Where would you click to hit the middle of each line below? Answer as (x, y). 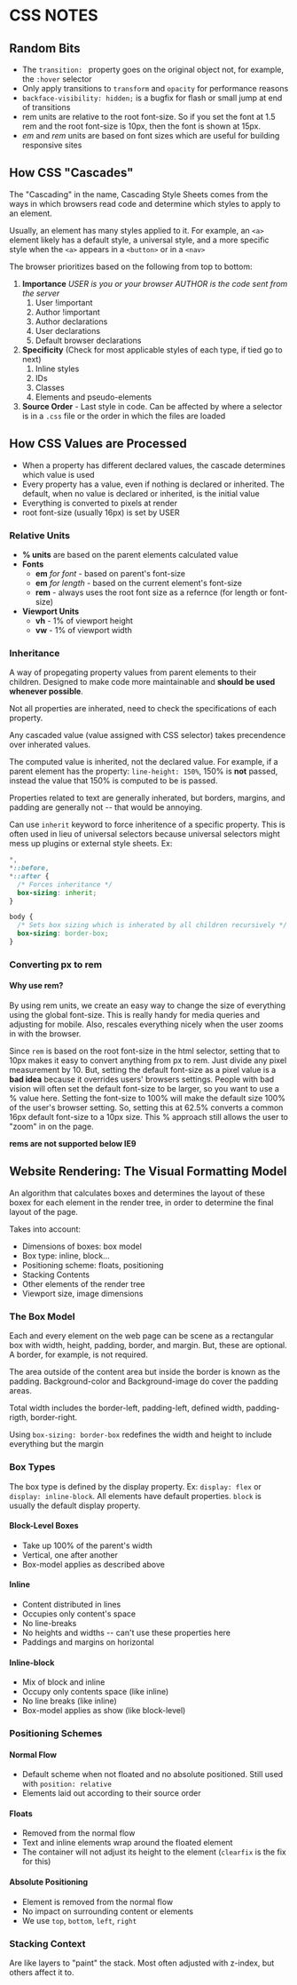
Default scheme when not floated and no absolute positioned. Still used (152, 1775)
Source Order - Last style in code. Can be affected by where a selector (152, 406)
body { (21, 917)
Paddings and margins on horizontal (88, 1642)
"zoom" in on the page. (52, 1127)
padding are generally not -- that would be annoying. (106, 807)
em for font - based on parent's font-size (110, 573)
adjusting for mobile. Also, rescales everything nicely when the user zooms (146, 1024)
